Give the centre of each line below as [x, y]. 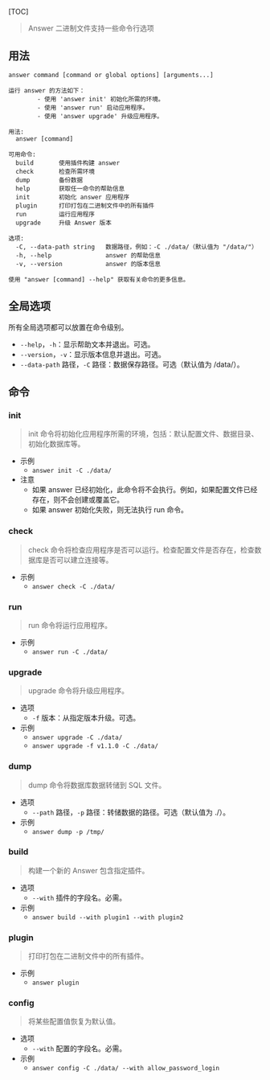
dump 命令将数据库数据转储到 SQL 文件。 [97, 785]
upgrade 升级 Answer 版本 [64, 223]
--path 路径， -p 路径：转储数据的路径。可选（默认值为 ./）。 [131, 812]
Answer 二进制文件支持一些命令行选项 [91, 28]
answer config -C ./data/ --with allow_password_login [125, 1069]
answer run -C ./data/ [70, 652]
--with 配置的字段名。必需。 [79, 1049]
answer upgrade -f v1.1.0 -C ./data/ [95, 746]
